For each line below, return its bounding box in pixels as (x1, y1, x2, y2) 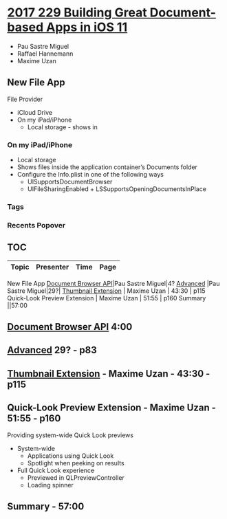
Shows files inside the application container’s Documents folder (17, 163, 198, 171)
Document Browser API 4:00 (7, 321, 133, 333)
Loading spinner (27, 481, 74, 489)
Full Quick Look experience (17, 466, 95, 474)
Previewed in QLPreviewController (27, 473, 125, 482)
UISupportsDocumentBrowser (27, 177, 113, 186)
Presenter (36, 262, 69, 272)
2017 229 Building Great (7, 5, 147, 21)
